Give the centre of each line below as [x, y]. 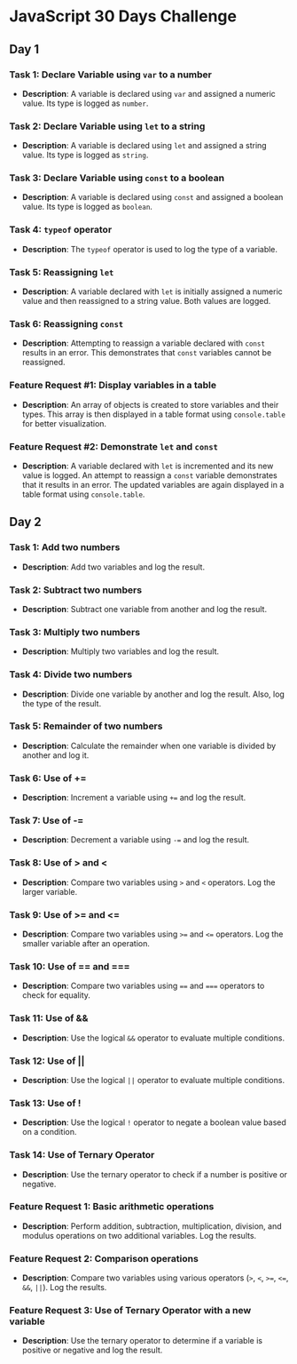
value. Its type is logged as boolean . [87, 207]
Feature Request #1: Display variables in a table [113, 386]
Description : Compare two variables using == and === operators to [143, 986]
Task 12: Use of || [47, 1061]
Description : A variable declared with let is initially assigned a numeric [152, 291]
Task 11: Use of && [49, 1018]
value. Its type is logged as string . [85, 155]
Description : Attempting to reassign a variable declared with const [144, 343]
